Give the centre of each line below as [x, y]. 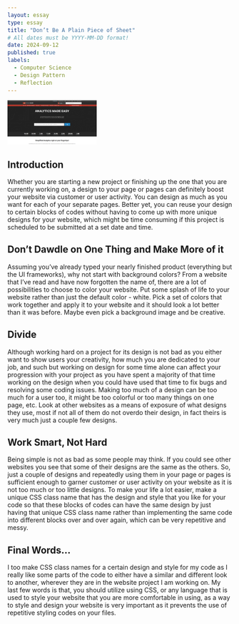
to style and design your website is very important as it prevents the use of [117, 605]
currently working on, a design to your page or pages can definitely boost [116, 189]
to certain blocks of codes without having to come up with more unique [112, 212]
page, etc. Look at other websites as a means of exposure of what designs [117, 405]
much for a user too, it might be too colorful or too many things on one [111, 397]
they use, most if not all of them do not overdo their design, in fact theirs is [117, 412]
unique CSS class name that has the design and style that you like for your [117, 497]
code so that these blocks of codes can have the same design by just [110, 505]
